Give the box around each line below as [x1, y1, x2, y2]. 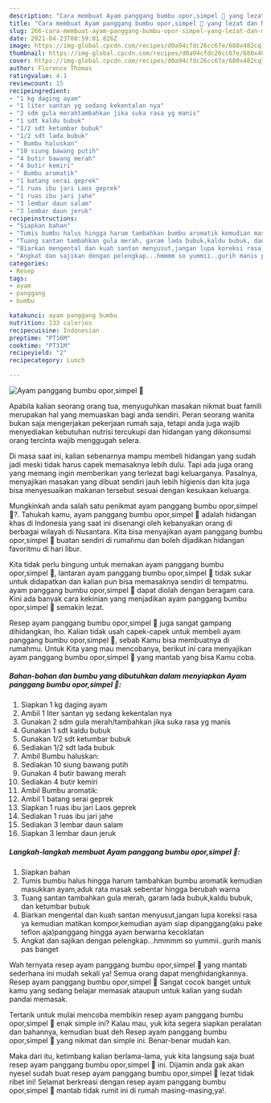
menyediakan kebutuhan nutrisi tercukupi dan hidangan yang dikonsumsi [9, 427, 252, 437]
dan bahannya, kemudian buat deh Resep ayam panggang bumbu [9, 1026, 228, 1037]
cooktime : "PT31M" [9, 341, 71, 349]
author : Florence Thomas [9, 65, 92, 73]
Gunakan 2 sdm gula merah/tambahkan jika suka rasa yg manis [20, 717, 232, 726]
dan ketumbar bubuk [20, 901, 91, 911]
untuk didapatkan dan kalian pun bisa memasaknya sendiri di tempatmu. [9, 577, 248, 586]
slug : [9, 27, 27, 35]
